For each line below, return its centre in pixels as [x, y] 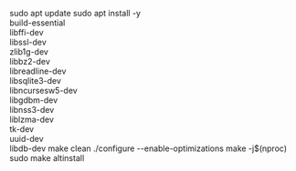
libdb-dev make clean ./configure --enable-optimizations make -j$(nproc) [148, 148]
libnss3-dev [32, 110]
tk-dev [22, 129]
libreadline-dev [38, 71]
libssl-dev [28, 42]
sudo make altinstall [47, 158]
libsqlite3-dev [36, 80]
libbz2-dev [30, 61]
